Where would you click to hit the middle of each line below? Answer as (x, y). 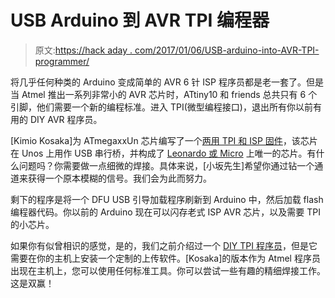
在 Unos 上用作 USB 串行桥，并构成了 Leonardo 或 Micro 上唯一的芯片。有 (163, 153)
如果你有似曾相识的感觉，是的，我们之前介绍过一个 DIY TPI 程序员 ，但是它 (164, 245)
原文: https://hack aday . (83, 50)
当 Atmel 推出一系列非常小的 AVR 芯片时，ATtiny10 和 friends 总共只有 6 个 (164, 94)
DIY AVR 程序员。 (66, 119)
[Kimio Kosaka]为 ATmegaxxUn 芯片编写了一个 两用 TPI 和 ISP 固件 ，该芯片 (164, 140)
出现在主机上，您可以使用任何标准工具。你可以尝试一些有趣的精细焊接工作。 (168, 270)
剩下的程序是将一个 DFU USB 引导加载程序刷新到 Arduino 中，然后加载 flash (167, 199)
